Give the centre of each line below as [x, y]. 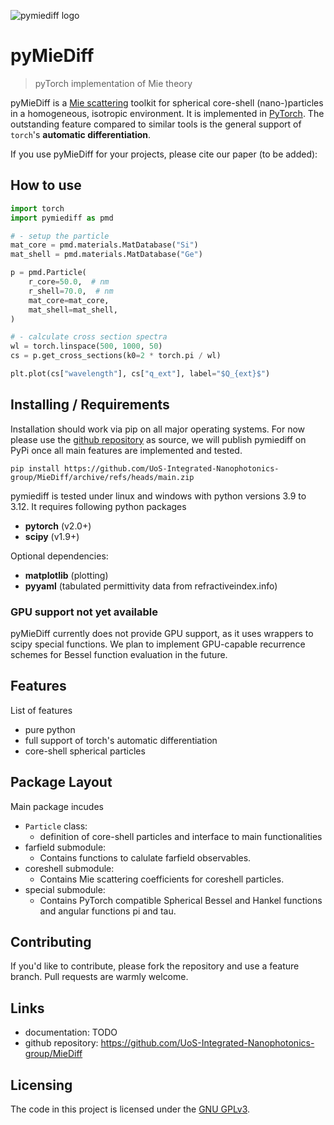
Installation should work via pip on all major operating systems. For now [158, 429]
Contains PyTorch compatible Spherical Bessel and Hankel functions [181, 900]
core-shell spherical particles [85, 751]
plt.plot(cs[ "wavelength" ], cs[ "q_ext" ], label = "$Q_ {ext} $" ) [140, 374]
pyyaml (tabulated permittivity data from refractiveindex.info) [151, 586]
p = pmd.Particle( [48, 273]
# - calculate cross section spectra [89, 337]
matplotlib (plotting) [66, 575]
